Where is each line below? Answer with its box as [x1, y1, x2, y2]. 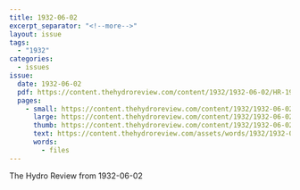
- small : [25, 104, 58, 113]
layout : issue [9, 29, 62, 38]
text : [32, 129, 54, 138]
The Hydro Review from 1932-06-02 [9, 170, 143, 181]
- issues [17, 63, 50, 72]
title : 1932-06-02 [9, 12, 78, 22]
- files [41, 145, 70, 154]
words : [32, 137, 58, 146]
